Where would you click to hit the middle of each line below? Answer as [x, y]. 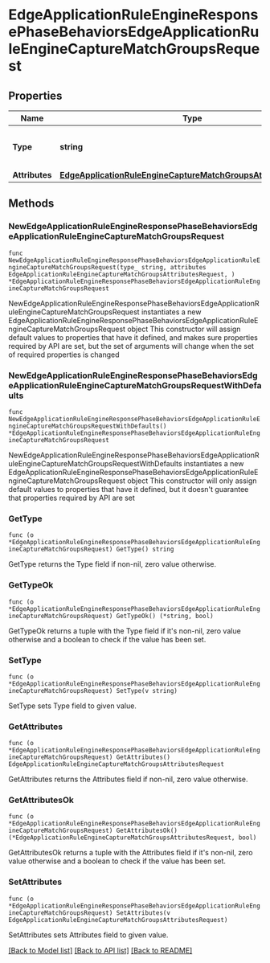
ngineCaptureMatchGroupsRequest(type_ [73, 267]
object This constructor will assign [184, 329]
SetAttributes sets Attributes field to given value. [88, 935]
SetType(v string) [147, 690]
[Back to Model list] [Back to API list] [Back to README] [100, 950]
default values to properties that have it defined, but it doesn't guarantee [129, 489]
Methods [31, 204]
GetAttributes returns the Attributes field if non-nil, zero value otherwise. [128, 779]
